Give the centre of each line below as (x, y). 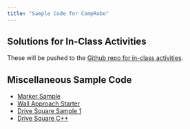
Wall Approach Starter (49, 103)
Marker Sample (39, 97)
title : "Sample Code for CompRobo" (58, 13)
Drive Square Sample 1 (49, 111)
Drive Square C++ (43, 119)
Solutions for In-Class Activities (77, 42)
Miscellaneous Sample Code (70, 80)
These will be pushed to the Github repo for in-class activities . (95, 58)
